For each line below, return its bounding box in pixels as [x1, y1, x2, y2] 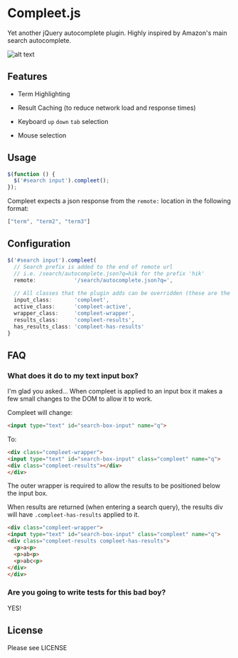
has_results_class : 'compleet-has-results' [13, 323, 144, 330]
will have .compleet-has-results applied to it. [7, 510, 140, 519]
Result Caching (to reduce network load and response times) [17, 103, 197, 112]
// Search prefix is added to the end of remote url [13, 263, 173, 270]
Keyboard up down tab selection [17, 117, 109, 125]
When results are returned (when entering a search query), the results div [7, 503, 224, 511]
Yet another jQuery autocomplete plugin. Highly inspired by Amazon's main [7, 29, 227, 37]
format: [7, 205, 29, 213]
